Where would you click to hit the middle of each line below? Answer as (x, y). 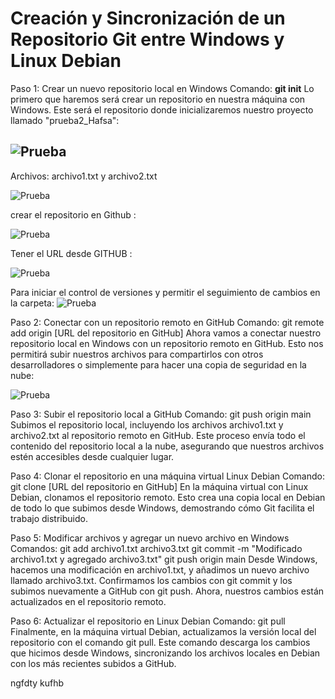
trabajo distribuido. (49, 518)
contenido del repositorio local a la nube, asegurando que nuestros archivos (167, 446)
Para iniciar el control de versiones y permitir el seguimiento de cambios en (165, 292)
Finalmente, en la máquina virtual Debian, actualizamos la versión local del (163, 631)
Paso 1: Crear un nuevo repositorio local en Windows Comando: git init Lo (162, 88)
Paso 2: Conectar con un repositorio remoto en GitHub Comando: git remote (167, 322)
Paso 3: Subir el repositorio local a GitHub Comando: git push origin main (161, 414)
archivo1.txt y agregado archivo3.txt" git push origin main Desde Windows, (164, 559)
